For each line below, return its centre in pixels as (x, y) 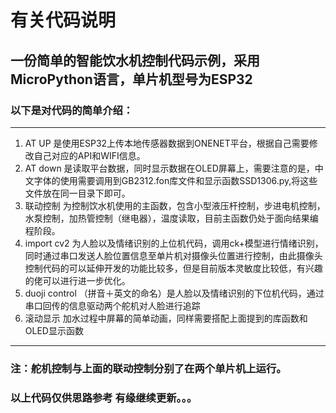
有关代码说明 (63, 20)
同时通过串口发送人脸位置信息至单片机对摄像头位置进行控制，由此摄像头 (173, 255)
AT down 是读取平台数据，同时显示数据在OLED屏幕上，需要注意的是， (169, 168)
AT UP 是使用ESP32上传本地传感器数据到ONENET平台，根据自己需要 (167, 143)
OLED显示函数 (54, 330)
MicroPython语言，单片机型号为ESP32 (131, 79)
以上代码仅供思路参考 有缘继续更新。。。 (104, 398)
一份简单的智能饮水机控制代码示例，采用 (135, 60)
